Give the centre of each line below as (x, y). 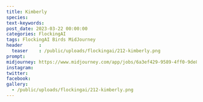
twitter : (17, 73)
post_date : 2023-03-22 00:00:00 (47, 28)
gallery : (17, 85)
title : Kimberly (27, 12)
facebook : (19, 79)
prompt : (16, 56)
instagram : (20, 67)
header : (24, 46)
